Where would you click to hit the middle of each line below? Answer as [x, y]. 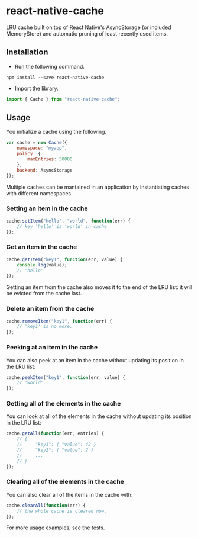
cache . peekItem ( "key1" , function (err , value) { [66, 377]
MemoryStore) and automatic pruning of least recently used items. [87, 33]
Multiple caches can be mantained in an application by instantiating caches [98, 187]
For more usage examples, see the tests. [56, 528]
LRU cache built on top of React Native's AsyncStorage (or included [89, 27]
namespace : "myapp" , [42, 148]
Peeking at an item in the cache [52, 348]
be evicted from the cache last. [44, 294]
